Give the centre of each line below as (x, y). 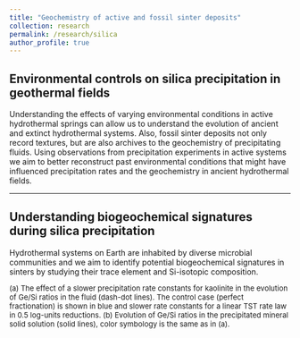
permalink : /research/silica (63, 34)
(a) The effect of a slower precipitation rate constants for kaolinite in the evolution (149, 288)
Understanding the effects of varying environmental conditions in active (142, 114)
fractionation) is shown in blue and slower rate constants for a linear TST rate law (148, 306)
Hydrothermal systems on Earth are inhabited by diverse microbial (131, 252)
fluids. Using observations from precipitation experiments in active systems (148, 152)
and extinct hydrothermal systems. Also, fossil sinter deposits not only (138, 133)
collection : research (50, 26)
